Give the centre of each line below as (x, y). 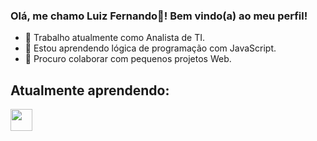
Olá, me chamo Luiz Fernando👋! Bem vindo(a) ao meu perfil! (159, 16)
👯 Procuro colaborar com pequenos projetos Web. (128, 59)
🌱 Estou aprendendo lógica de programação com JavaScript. (150, 48)
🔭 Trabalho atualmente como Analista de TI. (114, 38)
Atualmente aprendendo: (90, 90)
